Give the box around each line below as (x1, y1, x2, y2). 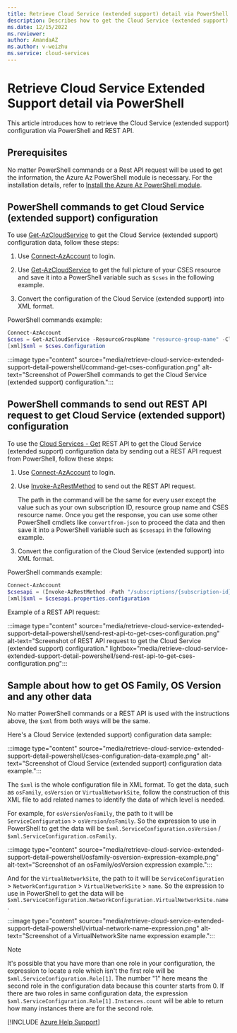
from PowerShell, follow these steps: (7, 454, 114, 463)
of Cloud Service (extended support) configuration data (59, 759, 222, 768)
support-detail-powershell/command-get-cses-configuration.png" (7, 363, 201, 371)
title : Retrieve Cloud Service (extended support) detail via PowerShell (7, 10, 229, 18)
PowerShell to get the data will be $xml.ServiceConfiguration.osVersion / (7, 824, 221, 833)
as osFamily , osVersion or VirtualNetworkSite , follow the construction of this (7, 788, 230, 797)
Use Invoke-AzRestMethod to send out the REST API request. (17, 482, 196, 490)
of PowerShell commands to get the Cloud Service (59, 371, 207, 379)
